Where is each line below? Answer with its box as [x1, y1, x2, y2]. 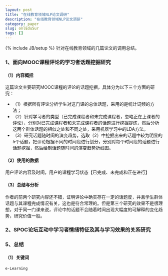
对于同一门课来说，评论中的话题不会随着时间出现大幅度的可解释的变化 [13, 206, 158, 212]
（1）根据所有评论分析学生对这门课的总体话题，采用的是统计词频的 [12, 101, 150, 107]
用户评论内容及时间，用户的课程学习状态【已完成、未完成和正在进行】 [5, 169, 150, 175]
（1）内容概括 [5, 72, 34, 78]
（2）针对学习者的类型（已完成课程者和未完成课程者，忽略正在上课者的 [12, 114, 160, 120]
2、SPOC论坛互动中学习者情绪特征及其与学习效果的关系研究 [5, 226, 151, 233]
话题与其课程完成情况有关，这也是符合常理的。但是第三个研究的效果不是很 [5, 200, 158, 206]
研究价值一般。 [13, 212, 45, 218]
